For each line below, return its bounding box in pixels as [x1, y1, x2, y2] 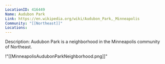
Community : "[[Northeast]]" [5, 21, 63, 26]
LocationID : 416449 [5, 7, 45, 12]
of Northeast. [5, 44, 32, 50]
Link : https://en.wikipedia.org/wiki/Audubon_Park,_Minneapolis [5, 16, 140, 21]
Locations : [5, 25, 28, 30]
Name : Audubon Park [5, 12, 45, 17]
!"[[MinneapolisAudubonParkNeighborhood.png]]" [5, 53, 107, 59]
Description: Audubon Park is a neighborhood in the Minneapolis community [5, 39, 160, 44]
